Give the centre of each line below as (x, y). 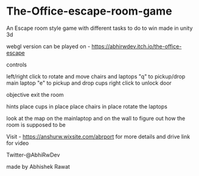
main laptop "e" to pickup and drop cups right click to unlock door (89, 83)
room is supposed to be (36, 125)
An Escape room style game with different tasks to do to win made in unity (100, 28)
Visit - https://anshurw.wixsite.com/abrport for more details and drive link (98, 136)
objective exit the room (35, 94)
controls (17, 65)
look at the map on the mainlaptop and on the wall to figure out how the (96, 118)
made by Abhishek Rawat (38, 166)
